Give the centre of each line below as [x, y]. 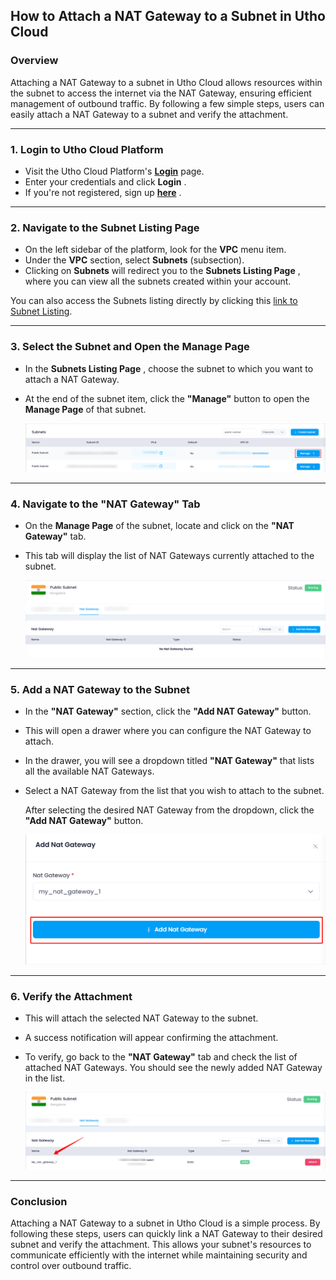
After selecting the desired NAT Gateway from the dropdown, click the [169, 810]
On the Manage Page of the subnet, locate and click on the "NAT [159, 526]
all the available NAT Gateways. [89, 771]
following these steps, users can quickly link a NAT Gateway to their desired [166, 1234]
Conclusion [39, 1201]
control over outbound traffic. [71, 1266]
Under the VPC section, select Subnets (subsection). [134, 260]
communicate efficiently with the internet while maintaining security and [159, 1255]
